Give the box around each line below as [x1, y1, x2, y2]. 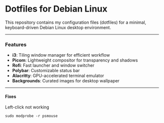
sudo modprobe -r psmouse [5, 114, 58, 119]
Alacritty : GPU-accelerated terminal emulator [12, 73, 104, 78]
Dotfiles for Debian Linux [5, 3, 108, 15]
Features [5, 41, 27, 48]
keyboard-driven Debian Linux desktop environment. [5, 24, 111, 30]
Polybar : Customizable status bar [12, 68, 80, 74]
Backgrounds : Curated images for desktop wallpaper [12, 78, 120, 84]
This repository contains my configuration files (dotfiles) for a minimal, [5, 19, 146, 25]
